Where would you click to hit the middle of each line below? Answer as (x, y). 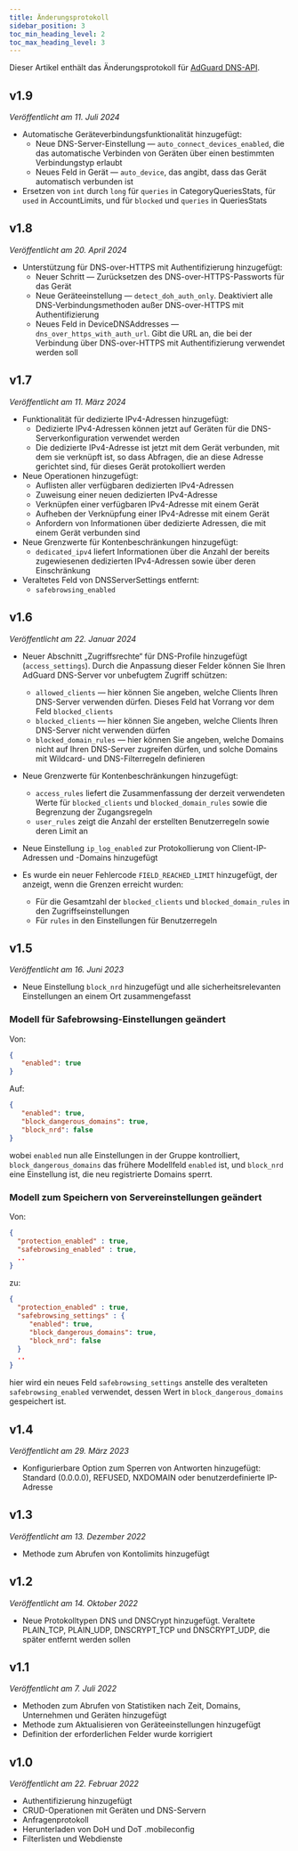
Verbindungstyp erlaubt (79, 163)
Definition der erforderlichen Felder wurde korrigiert (117, 1734)
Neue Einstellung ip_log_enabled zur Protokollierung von (126, 848)
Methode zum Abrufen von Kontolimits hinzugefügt (116, 1554)
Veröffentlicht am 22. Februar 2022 (74, 1784)
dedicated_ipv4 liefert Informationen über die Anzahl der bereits (152, 551)
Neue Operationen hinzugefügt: (80, 475)
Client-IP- (249, 848)
